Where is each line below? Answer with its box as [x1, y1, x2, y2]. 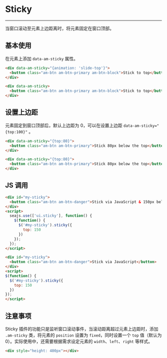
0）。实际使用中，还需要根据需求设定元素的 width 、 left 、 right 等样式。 [5, 338, 153, 344]
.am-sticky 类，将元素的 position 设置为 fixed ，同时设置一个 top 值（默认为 [5, 332, 162, 338]
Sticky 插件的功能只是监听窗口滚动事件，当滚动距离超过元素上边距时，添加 [5, 326, 159, 332]
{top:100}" [5, 129, 28, 134]
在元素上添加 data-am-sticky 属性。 [5, 55, 79, 61]
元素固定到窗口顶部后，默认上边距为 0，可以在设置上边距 [5, 122, 123, 128]
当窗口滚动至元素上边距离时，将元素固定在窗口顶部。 [5, 25, 114, 31]
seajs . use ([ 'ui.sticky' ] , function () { [9, 213, 92, 218]
